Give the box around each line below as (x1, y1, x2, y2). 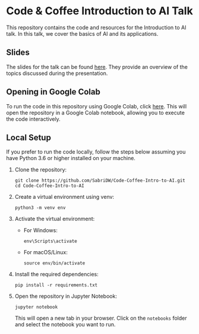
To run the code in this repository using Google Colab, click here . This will (6, 102, 187, 110)
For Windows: (23, 227, 58, 234)
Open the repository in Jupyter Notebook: (14, 293, 118, 300)
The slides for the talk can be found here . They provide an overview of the (6, 63, 188, 70)
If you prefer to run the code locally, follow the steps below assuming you (6, 148, 186, 155)
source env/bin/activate (23, 260, 86, 266)
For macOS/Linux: (23, 249, 68, 256)
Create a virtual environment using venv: (14, 193, 115, 201)
